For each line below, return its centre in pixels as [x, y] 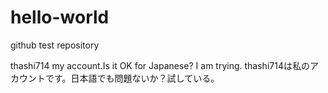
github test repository [55, 45]
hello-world [60, 17]
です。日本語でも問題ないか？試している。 [132, 78]
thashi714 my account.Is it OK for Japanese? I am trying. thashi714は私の [160, 65]
